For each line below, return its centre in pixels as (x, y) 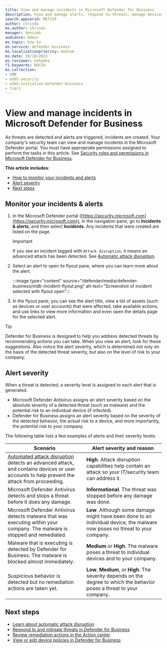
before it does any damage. (40, 502)
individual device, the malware (122, 523)
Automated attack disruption (41, 457)
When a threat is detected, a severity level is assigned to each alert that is (81, 385)
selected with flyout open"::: (41, 291)
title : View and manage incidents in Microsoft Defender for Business (80, 10)
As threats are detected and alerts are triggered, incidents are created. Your (83, 137)
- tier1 (13, 88)
